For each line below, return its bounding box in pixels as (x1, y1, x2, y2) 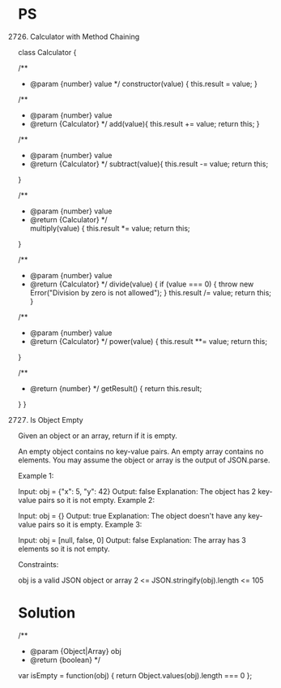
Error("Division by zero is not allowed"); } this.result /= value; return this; (29, 287, 271, 297)
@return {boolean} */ (29, 655, 101, 664)
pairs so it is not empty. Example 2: (37, 495, 155, 505)
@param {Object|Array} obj (29, 646, 121, 656)
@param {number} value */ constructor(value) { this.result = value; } (29, 79, 258, 88)
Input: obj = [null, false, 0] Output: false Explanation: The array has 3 (18, 535, 246, 544)
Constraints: (18, 559, 59, 569)
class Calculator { (18, 47, 77, 57)
